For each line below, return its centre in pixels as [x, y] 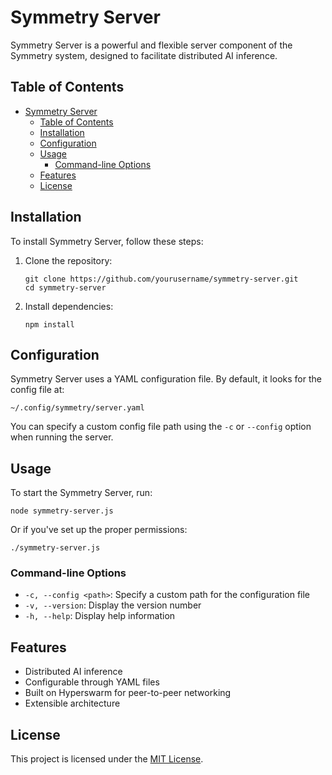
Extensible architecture [72, 703]
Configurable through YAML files [92, 682]
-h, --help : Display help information [100, 616]
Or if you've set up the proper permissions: [99, 530]
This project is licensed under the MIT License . [107, 759]
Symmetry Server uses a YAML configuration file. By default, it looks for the [166, 379]
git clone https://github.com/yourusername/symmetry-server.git [161, 279]
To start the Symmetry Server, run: [81, 493]
